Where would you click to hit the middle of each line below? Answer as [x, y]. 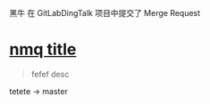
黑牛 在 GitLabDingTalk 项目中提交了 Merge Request [105, 13]
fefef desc [50, 74]
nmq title [43, 49]
